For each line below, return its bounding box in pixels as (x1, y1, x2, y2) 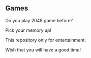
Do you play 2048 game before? (5, 17, 73, 23)
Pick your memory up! (5, 27, 52, 33)
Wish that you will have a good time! (5, 46, 81, 52)
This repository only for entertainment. (5, 37, 86, 43)
